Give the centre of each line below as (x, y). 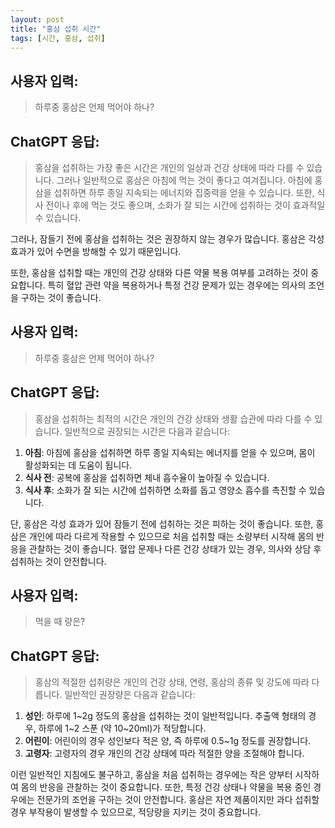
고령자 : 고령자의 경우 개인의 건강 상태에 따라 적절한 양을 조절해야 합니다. (164, 753)
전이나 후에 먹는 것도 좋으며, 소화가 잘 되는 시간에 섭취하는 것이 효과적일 (185, 205)
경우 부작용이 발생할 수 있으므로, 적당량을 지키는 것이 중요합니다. (136, 812)
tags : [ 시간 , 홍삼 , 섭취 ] (58, 38)
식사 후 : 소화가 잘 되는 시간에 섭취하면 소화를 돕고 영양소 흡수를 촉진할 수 (165, 490)
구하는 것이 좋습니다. (61, 297)
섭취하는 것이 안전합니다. (58, 561)
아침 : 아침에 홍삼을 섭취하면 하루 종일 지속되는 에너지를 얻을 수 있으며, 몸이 (170, 452)
